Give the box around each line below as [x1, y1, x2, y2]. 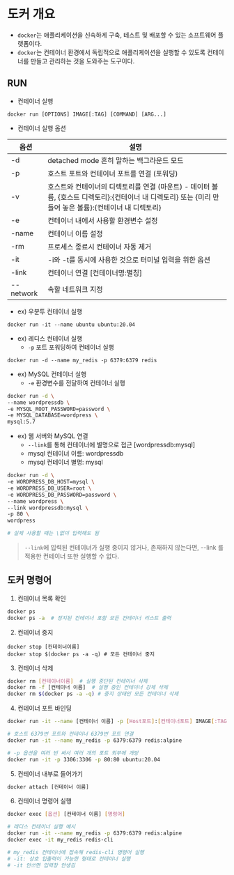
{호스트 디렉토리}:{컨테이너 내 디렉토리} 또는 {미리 [58, 192, 211, 202]
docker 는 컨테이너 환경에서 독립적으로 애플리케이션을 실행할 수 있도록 [17, 48, 205, 56]
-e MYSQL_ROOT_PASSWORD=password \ [7, 405, 111, 412]
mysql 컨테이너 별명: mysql [27, 458, 103, 467]
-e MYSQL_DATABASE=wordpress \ [7, 412, 98, 419]
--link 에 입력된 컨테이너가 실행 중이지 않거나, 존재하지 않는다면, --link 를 [24, 543, 224, 551]
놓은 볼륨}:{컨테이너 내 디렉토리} [62, 203, 162, 212]
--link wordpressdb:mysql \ [7, 504, 89, 511]
